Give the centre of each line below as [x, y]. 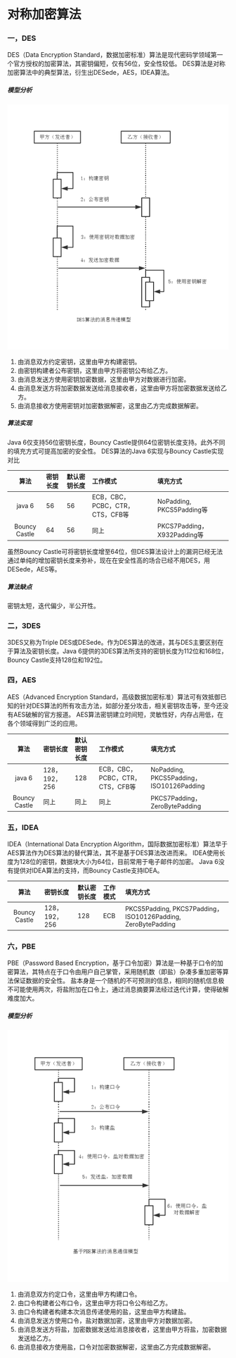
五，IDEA [23, 827]
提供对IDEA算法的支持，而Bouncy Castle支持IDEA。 [88, 870]
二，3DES [24, 626]
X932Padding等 [180, 535]
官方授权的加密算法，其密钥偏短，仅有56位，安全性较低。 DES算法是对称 [119, 63]
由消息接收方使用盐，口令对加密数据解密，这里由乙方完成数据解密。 [116, 1347]
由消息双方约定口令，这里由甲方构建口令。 [79, 1295]
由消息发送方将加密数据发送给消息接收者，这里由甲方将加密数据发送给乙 [122, 388]
